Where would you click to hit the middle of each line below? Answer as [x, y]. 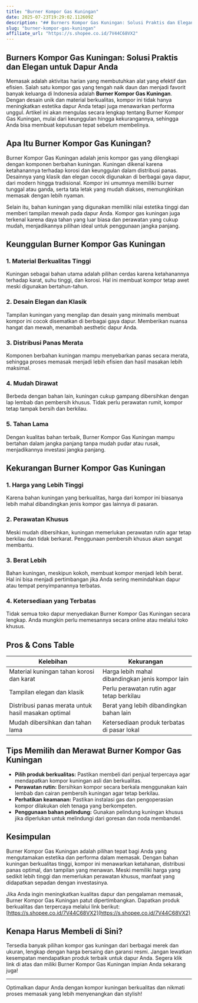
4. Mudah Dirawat [32, 383]
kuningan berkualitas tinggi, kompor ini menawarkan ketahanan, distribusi [96, 864]
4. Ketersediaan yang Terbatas [51, 600]
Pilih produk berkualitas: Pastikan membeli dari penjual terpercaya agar [102, 774]
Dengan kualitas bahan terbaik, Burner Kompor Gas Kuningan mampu [90, 437]
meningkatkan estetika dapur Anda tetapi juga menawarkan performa [90, 106]
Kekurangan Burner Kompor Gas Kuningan [86, 468]
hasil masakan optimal [40, 713]
